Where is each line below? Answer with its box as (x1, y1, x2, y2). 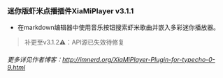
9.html (7, 63, 26, 71)
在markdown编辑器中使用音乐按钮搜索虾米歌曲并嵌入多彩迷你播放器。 (17, 23, 220, 32)
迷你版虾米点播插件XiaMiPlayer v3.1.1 (7, 6, 134, 15)
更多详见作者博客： (7, 55, 63, 63)
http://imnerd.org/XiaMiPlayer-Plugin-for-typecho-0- (62, 55, 215, 63)
